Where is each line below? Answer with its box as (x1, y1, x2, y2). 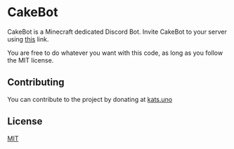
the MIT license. (7, 56, 54, 64)
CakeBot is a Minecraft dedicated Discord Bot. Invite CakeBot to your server (7, 27, 227, 36)
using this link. (7, 34, 49, 43)
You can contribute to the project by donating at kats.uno (7, 95, 173, 103)
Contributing (7, 77, 65, 89)
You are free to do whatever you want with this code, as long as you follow (7, 48, 223, 57)
